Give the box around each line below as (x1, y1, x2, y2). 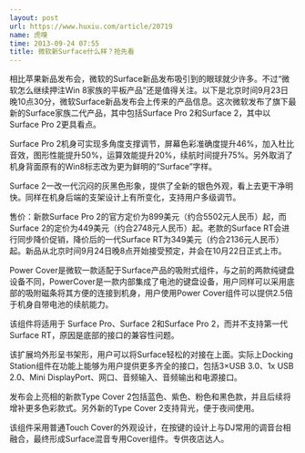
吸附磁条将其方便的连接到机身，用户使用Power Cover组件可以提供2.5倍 (25, 288, 293, 299)
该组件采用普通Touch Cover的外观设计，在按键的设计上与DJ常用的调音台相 (9, 422, 291, 433)
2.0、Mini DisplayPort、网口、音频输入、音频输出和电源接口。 (9, 372, 243, 383)
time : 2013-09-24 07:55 (9, 38, 100, 48)
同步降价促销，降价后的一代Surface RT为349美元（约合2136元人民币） (16, 234, 284, 245)
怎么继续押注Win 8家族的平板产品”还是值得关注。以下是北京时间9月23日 (16, 85, 290, 96)
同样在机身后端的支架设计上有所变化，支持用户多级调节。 (25, 192, 241, 203)
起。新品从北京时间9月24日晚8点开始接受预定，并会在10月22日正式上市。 (9, 245, 287, 256)
